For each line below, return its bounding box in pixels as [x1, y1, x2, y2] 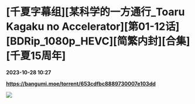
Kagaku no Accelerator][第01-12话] [6, 20, 180, 33]
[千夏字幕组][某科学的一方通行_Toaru [6, 5, 186, 19]
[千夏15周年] [6, 49, 66, 63]
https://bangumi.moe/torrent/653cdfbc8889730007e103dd [6, 80, 156, 87]
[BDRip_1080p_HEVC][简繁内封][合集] [6, 34, 190, 48]
